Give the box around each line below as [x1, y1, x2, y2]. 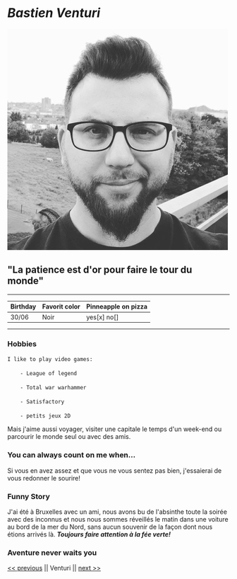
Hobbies [7, 338, 37, 348]
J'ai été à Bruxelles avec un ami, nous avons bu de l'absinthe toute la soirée [7, 508, 228, 516]
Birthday [10, 302, 37, 311]
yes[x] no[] [86, 313, 119, 321]
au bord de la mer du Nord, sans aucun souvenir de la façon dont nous [7, 522, 213, 531]
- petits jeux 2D [20, 413, 71, 420]
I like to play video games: [7, 356, 93, 363]
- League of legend [20, 370, 78, 377]
